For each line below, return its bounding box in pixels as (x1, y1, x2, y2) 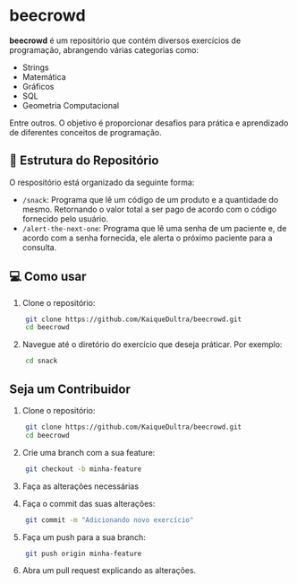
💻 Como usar (9, 269, 87, 284)
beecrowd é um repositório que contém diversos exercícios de (9, 35, 242, 46)
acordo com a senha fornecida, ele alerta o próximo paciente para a (21, 232, 273, 243)
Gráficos (21, 81, 55, 92)
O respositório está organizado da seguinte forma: (9, 177, 195, 187)
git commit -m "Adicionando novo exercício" (25, 515, 194, 525)
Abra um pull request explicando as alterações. (21, 565, 197, 576)
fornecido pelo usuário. (21, 213, 109, 224)
